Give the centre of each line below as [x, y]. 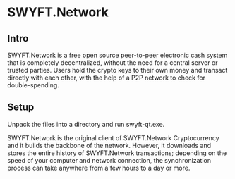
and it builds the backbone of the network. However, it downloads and [109, 145]
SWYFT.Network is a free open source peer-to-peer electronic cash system [117, 55]
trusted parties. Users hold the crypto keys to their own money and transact [117, 70]
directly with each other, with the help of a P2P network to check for [107, 78]
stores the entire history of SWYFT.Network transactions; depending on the [117, 153]
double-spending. [34, 85]
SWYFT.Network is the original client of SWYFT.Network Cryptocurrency [114, 137]
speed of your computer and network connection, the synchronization [109, 160]
